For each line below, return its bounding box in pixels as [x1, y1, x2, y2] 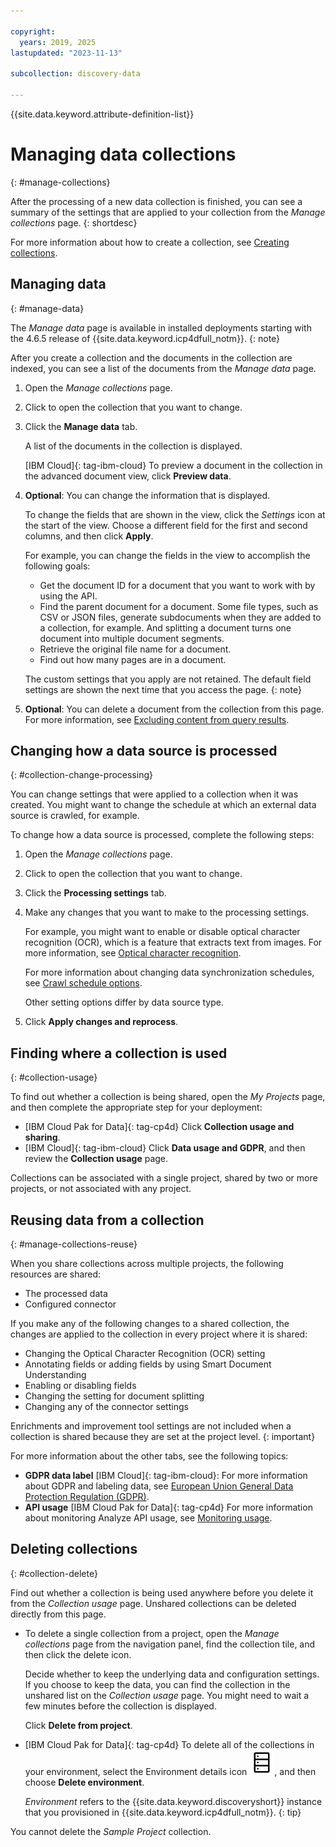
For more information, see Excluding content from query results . [24, 713, 290, 725]
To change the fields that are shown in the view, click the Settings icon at [24, 508, 326, 520]
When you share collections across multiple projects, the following [10, 1258, 284, 1270]
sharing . [24, 1131, 61, 1144]
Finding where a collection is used [10, 1045, 228, 1062]
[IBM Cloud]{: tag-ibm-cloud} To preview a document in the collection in [24, 459, 323, 471]
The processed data [24, 1288, 108, 1300]
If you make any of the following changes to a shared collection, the [10, 1318, 290, 1330]
